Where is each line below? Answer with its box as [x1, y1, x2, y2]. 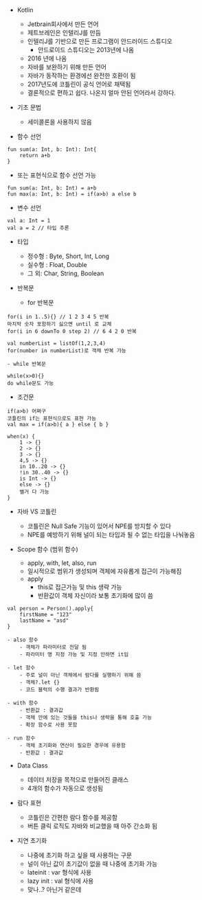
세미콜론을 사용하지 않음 [27, 118, 93, 126]
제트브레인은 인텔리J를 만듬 [27, 29, 102, 36]
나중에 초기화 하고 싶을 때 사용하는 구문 [27, 851, 133, 859]
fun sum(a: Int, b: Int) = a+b [7, 185, 97, 192]
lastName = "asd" [19, 617, 69, 624]
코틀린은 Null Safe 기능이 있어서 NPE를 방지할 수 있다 [27, 522, 172, 530]
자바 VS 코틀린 [16, 507, 57, 516]
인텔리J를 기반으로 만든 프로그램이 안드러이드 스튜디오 [27, 37, 173, 45]
